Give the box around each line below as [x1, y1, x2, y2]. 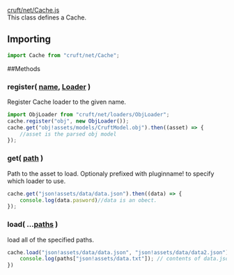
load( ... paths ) [7, 219, 58, 229]
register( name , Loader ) [7, 81, 91, 91]
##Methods [7, 64, 40, 72]
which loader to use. [7, 177, 66, 185]
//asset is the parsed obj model [19, 130, 117, 138]
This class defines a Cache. [7, 13, 87, 22]
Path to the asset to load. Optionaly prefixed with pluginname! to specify [7, 169, 214, 178]
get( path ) [7, 153, 44, 163]
